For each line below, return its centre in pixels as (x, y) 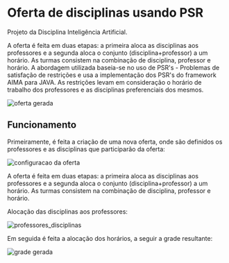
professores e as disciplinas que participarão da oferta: (86, 149)
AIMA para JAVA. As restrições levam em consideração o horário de (105, 82)
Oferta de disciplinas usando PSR (105, 13)
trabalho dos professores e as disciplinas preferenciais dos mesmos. (105, 90)
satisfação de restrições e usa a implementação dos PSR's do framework (112, 75)
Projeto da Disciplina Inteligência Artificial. (67, 32)
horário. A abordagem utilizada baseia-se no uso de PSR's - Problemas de (113, 67)
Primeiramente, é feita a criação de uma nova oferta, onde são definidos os (115, 142)
